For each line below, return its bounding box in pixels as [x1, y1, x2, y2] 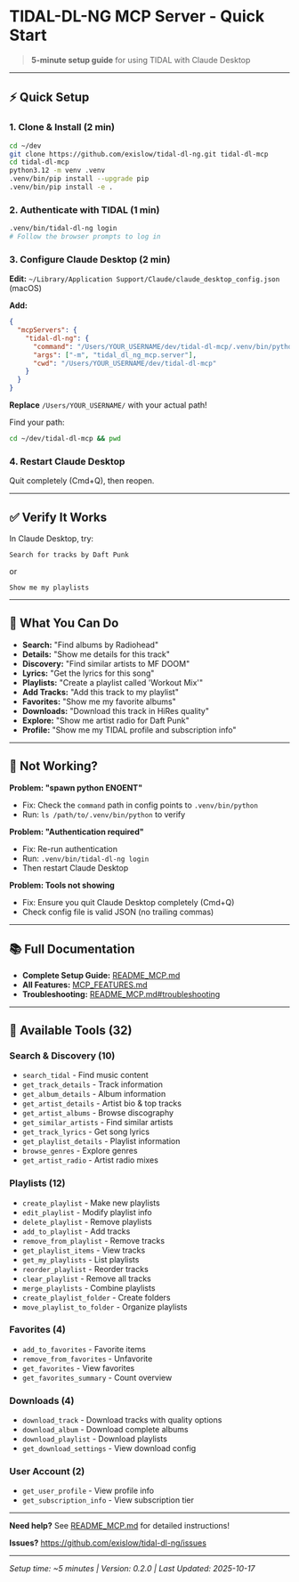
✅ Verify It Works [9, 509, 108, 524]
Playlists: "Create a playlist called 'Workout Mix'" [21, 677, 204, 687]
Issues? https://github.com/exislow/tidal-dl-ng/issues [9, 1537, 207, 1548]
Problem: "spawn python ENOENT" [9, 782, 143, 793]
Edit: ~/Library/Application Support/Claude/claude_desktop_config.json [9, 273, 280, 284]
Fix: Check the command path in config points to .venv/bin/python [21, 799, 258, 810]
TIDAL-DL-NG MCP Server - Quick [9, 6, 265, 27]
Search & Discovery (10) [9, 1049, 116, 1061]
